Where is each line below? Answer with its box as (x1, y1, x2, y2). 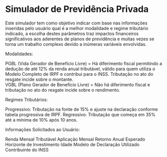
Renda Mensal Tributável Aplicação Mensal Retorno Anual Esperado (5, 136, 145, 142)
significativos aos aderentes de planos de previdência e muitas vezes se (5, 36, 154, 42)
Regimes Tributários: (5, 96, 48, 103)
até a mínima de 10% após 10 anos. (5, 117, 78, 123)
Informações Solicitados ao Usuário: (5, 126, 80, 133)
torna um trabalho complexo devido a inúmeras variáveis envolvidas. (5, 41, 146, 47)
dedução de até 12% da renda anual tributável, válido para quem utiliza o (5, 66, 155, 72)
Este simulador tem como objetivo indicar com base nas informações (5, 20, 147, 26)
